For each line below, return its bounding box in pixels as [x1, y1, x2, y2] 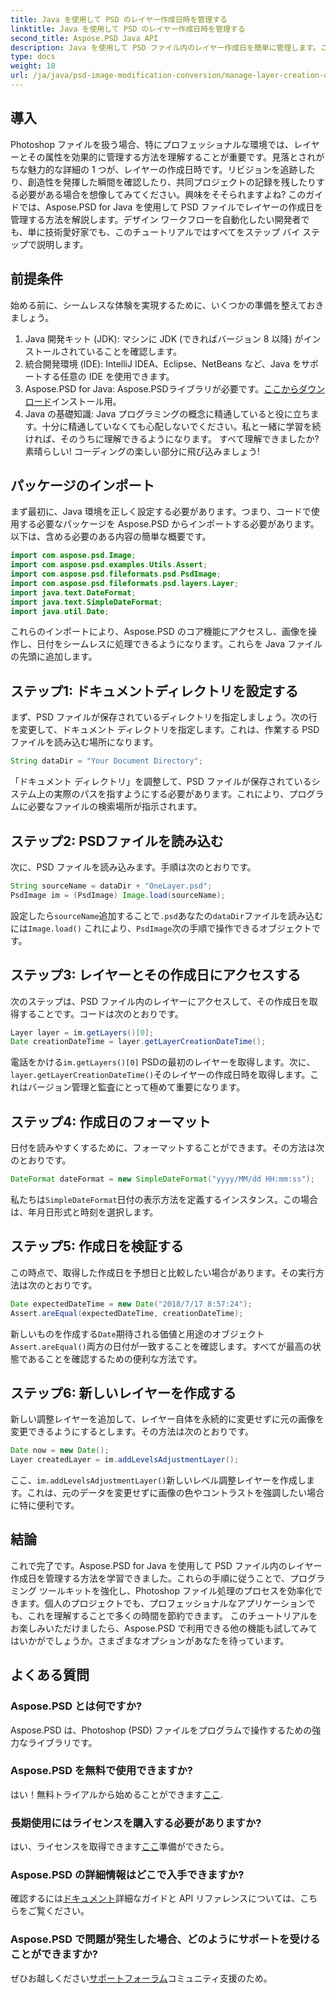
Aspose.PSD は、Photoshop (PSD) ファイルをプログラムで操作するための [10, 1724, 313, 1736]
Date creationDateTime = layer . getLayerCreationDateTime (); [10, 1037, 267, 1047]
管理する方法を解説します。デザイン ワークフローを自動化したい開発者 [10, 213, 302, 225]
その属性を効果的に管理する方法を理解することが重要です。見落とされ [27, 151, 317, 163]
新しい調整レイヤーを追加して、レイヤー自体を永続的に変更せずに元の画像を [10, 1413, 325, 1425]
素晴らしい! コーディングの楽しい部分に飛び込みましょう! [24, 445, 260, 457]
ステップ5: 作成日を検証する [10, 1238, 185, 1255]
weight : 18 [10, 61, 56, 71]
